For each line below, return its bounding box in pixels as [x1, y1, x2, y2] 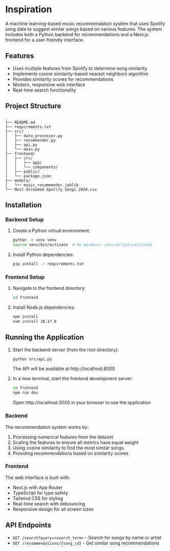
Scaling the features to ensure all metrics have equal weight [12, 439, 139, 445]
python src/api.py [12, 356, 52, 361]
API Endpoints [5, 521, 52, 530]
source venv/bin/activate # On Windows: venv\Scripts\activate [12, 242, 153, 247]
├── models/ [5, 178, 31, 183]
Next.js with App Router [12, 484, 63, 490]
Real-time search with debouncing [12, 500, 85, 507]
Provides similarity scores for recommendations [12, 76, 114, 82]
